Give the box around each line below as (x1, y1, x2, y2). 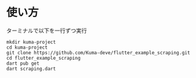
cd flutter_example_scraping (6, 55, 81, 61)
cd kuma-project (6, 44, 48, 51)
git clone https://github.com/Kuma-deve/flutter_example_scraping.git (6, 49, 190, 55)
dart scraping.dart (6, 65, 56, 72)
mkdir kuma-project (6, 39, 56, 45)
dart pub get (6, 60, 40, 66)
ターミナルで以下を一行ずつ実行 (6, 27, 87, 34)
